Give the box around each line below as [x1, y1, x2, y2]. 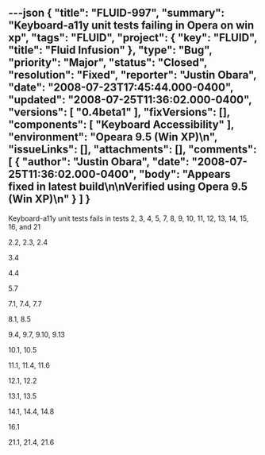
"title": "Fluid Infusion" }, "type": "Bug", [8, 44, 213, 57]
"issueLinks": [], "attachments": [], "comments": [8, 143, 257, 156]
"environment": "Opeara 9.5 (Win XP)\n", [8, 130, 218, 144]
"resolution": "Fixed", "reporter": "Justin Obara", [8, 68, 257, 82]
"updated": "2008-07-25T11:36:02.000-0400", [8, 93, 252, 106]
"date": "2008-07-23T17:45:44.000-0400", [8, 81, 234, 94]
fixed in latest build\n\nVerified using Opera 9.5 [8, 180, 248, 194]
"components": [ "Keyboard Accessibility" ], [8, 118, 234, 132]
